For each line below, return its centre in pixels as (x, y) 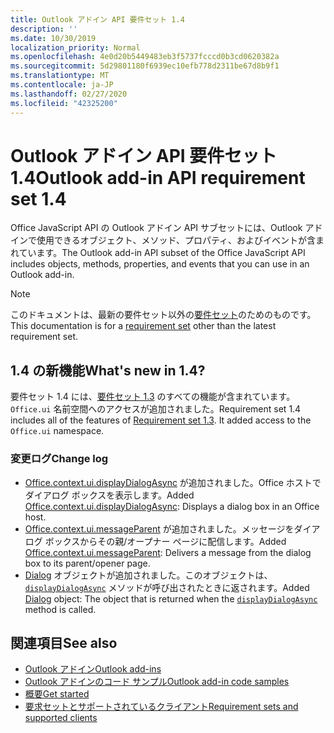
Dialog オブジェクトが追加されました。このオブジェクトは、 (148, 575)
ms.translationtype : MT (60, 76)
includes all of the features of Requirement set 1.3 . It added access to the (161, 420)
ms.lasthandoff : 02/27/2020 (69, 94)
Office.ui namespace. (57, 431)
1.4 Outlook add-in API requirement (158, 177)
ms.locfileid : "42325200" (64, 103)
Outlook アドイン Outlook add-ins (93, 669)
